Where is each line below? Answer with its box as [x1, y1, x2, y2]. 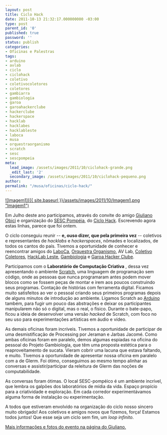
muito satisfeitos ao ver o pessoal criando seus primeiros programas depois [5, 290, 161, 296]
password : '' [5, 35, 32, 40]
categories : [5, 44, 30, 49]
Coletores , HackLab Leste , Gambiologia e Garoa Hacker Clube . [5, 253, 135, 259]
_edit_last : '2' [9, 170, 43, 175]
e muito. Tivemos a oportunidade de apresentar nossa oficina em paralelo [5, 352, 157, 358]
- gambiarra [5, 91, 30, 96]
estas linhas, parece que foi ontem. [5, 222, 77, 228]
